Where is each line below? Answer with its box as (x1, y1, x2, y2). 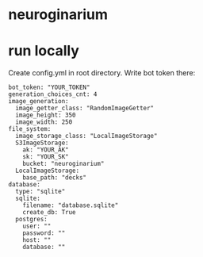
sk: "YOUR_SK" (22, 153, 69, 161)
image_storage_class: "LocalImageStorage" (15, 132, 158, 140)
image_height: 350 (15, 111, 77, 120)
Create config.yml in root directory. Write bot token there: (8, 68, 196, 78)
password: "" (22, 229, 66, 237)
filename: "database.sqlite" (22, 201, 119, 209)
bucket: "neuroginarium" (22, 160, 105, 168)
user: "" (22, 222, 52, 231)
